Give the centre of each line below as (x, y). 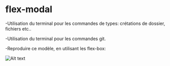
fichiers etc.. (18, 28)
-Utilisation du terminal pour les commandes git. (56, 39)
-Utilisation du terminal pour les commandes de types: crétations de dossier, (85, 23)
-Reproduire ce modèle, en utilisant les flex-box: (56, 48)
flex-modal (29, 9)
